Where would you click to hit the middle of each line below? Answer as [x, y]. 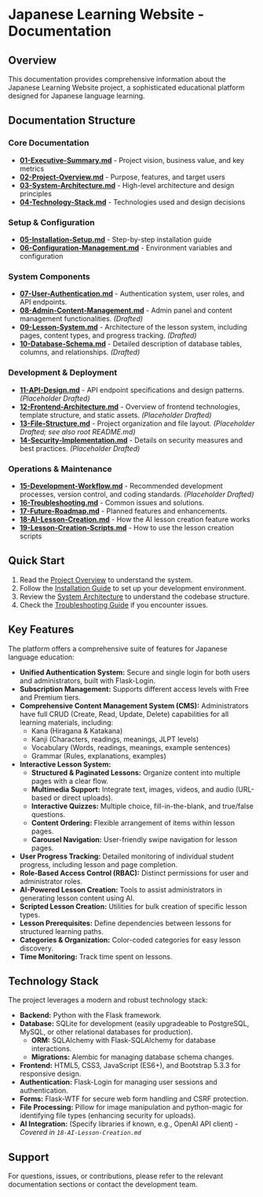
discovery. [36, 948]
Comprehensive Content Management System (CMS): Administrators [134, 705]
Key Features [41, 630]
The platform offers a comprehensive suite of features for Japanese [118, 648]
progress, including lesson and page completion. [99, 864]
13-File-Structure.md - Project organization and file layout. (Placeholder [137, 423]
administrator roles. [51, 881]
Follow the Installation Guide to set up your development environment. [133, 588]
